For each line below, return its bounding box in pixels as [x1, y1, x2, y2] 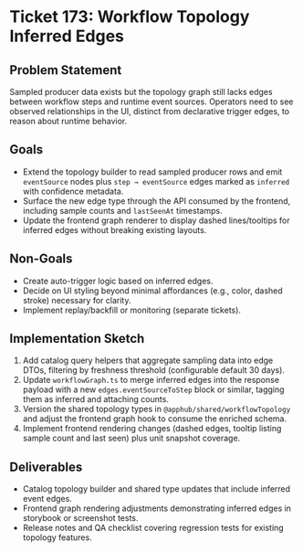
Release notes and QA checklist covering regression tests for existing [22, 523, 285, 534]
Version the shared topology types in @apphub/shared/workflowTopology [22, 404, 291, 415]
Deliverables [9, 459, 83, 474]
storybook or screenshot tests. [22, 513, 139, 524]
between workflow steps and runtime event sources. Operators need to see [9, 96, 294, 107]
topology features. [22, 532, 93, 543]
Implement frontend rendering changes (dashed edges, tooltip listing [22, 423, 282, 434]
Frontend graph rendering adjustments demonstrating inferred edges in [22, 503, 292, 514]
